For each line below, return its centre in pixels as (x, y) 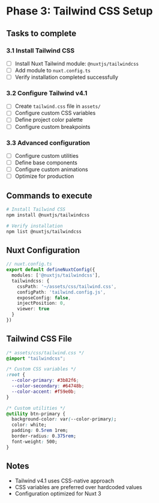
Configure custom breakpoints (52, 127)
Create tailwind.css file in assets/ (58, 106)
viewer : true (33, 309)
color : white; (29, 425)
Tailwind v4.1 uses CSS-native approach (64, 481)
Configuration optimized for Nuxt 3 (58, 493)
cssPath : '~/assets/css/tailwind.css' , (67, 286)
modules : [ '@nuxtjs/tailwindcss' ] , (56, 275)
